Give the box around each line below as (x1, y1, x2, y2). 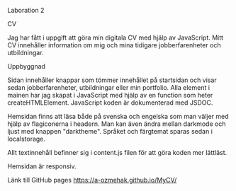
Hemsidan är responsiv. (7, 162, 77, 170)
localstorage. (7, 134, 46, 143)
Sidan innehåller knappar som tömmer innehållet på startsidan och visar (7, 76, 218, 84)
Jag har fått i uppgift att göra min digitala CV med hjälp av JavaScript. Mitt (7, 33, 224, 42)
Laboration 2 (7, 6, 45, 14)
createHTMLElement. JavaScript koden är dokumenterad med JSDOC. (7, 98, 213, 107)
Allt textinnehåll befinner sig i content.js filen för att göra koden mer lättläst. (7, 149, 227, 156)
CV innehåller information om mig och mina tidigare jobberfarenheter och (7, 41, 221, 49)
